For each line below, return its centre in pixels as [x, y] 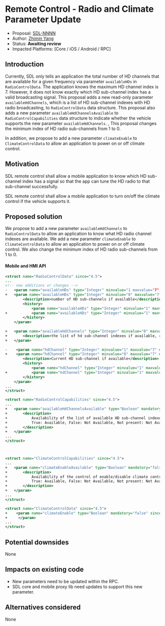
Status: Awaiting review [37, 43]
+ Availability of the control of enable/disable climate [77, 477]
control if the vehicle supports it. [38, 201]
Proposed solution [34, 216]
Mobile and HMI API [26, 266]
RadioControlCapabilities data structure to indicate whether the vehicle [78, 118]
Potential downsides [37, 542]
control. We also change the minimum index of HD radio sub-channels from [82, 249]
